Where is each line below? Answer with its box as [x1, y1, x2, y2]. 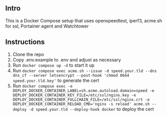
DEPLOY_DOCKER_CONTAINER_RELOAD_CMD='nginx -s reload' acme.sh [12, 101, 150, 106]
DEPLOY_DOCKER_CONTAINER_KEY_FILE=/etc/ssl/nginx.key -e [12, 93, 136, 98]
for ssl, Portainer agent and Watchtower [5, 23, 89, 29]
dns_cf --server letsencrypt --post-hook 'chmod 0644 [12, 73, 129, 78]
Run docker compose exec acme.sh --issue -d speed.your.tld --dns [12, 67, 157, 73]
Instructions [5, 38, 45, 46]
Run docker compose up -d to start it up [12, 62, 95, 68]
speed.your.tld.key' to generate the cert [12, 77, 99, 83]
